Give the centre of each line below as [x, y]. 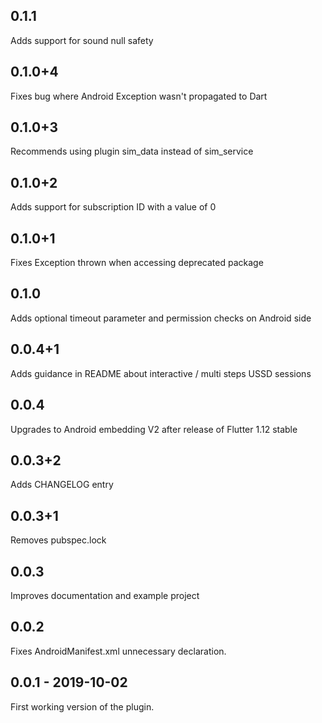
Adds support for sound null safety [82, 40]
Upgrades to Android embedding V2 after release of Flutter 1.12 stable [154, 429]
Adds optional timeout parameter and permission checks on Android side [161, 318]
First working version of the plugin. [82, 706]
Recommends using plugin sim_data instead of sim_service [132, 151]
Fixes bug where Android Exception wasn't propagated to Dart [139, 96]
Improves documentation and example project [105, 595]
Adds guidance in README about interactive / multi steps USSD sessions [161, 373]
